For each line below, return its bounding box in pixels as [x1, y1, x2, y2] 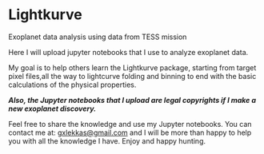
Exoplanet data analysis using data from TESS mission [8, 32, 187, 41]
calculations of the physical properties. [8, 80, 137, 89]
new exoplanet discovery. [8, 104, 97, 113]
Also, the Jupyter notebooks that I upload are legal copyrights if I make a [8, 95, 256, 105]
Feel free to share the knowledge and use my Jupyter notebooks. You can [8, 119, 252, 128]
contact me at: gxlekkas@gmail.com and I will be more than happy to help [8, 128, 252, 137]
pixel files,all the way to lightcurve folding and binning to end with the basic [8, 71, 257, 81]
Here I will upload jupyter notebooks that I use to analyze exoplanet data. [8, 47, 249, 57]
